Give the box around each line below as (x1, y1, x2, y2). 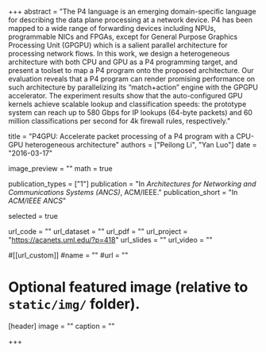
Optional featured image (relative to (8, 278, 249, 297)
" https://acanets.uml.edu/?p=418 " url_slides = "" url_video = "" (8, 235, 213, 244)
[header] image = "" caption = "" (8, 321, 115, 331)
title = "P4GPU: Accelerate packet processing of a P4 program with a (8, 132, 234, 141)
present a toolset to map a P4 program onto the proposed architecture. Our (8, 66, 254, 75)
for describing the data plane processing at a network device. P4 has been (8, 15, 253, 25)
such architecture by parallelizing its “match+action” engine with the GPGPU (8, 82, 258, 92)
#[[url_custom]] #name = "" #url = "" (8, 251, 129, 260)
